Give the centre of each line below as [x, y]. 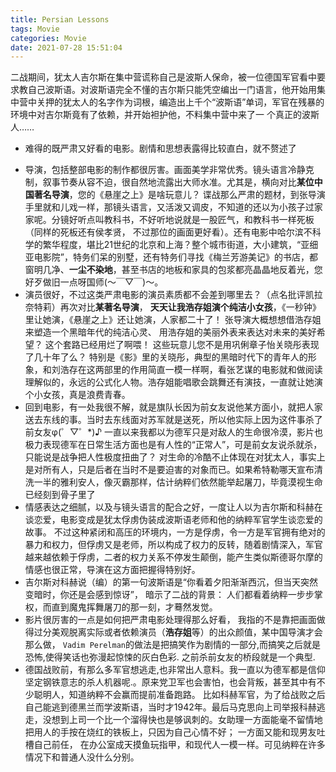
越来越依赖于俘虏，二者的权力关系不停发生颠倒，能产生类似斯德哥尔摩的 [173, 557]
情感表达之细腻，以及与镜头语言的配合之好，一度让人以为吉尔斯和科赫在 [173, 507]
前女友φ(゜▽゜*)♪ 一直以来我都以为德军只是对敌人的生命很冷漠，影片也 [174, 432]
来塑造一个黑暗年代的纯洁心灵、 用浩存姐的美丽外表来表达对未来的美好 [170, 332]
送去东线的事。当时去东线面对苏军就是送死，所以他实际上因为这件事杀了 [173, 420]
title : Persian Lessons [60, 19]
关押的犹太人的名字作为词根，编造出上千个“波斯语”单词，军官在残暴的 [180, 102]
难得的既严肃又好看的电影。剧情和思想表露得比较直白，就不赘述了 [160, 148]
